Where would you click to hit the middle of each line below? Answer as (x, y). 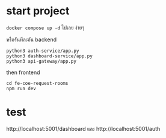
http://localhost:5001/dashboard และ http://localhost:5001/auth (83, 128)
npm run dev (21, 88)
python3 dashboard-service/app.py (50, 56)
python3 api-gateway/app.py (41, 61)
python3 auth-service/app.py (43, 51)
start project (38, 11)
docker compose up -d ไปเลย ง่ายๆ (45, 27)
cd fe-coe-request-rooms (37, 83)
